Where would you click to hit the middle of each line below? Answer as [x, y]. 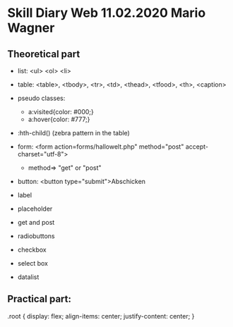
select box [32, 263]
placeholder [35, 209]
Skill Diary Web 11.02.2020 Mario [107, 13]
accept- [197, 147]
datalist [28, 277]
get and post [36, 222]
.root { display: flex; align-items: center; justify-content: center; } [101, 316]
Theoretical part [44, 54]
